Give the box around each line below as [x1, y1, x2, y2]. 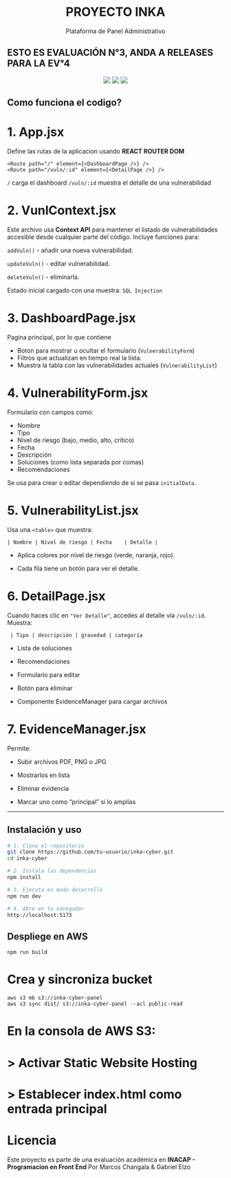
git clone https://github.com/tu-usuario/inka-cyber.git [7, 849, 174, 856]
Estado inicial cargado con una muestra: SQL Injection [7, 287, 163, 295]
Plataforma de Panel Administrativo [65, 27, 166, 35]
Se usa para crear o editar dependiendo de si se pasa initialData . [7, 478, 197, 486]
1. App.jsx [7, 125, 65, 140]
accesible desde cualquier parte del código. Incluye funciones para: [7, 233, 200, 241]
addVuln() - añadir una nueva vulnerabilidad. [7, 246, 134, 255]
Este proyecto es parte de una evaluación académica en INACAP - [7, 1155, 196, 1164]
